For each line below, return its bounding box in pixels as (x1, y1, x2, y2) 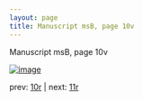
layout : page (9, 13, 58, 23)
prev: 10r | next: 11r (9, 81, 79, 92)
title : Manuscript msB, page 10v (9, 22, 135, 31)
